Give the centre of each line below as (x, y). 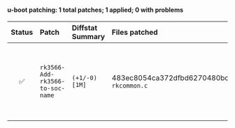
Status (22, 33)
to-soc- (52, 88)
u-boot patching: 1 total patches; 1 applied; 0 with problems (95, 10)
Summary (88, 37)
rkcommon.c (130, 86)
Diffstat (85, 28)
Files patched (135, 33)
